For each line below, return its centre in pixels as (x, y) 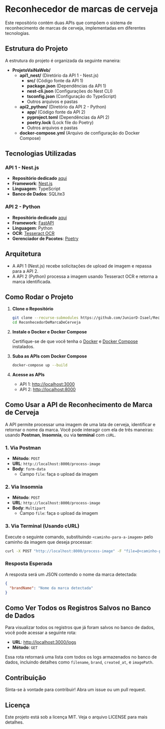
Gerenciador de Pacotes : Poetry (45, 238)
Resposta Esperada (29, 563)
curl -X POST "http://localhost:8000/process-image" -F (63, 551)
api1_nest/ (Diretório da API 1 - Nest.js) (59, 75)
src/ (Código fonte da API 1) (55, 80)
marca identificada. (32, 281)
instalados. (23, 347)
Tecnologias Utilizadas (41, 154)
